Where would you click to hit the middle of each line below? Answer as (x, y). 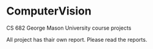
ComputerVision (49, 11)
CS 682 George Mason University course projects (69, 28)
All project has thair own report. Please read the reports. (77, 39)
